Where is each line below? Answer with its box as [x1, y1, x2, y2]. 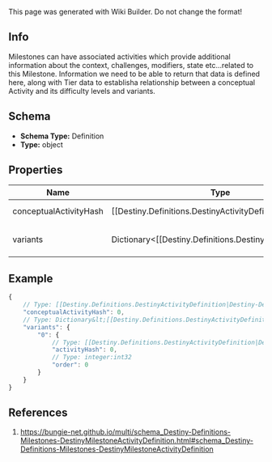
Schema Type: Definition [19, 131, 104, 141]
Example [8, 271, 53, 286]
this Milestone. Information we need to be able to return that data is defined [8, 69, 261, 78]
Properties [8, 163, 63, 177]
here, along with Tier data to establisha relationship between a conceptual [8, 77, 256, 87]
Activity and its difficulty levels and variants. [8, 86, 155, 95]
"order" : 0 [51, 361, 89, 369]
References [8, 406, 68, 420]
